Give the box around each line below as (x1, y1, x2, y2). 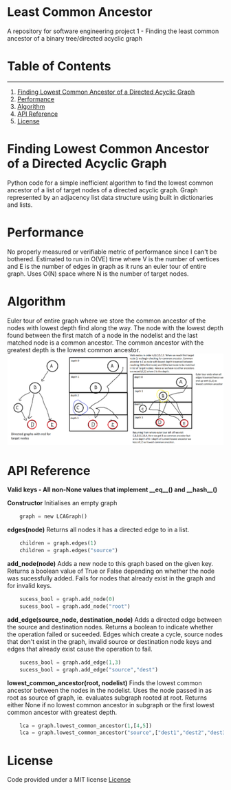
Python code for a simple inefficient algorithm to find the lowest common (7, 179, 214, 187)
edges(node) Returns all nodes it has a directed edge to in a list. (7, 525, 190, 534)
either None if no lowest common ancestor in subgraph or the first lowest (7, 700, 214, 709)
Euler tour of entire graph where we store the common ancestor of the (7, 316, 206, 325)
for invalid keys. (7, 582, 52, 590)
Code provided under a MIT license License (7, 776, 131, 784)
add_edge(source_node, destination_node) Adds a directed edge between (7, 615, 222, 624)
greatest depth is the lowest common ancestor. (7, 345, 141, 354)
